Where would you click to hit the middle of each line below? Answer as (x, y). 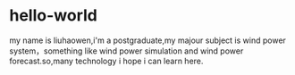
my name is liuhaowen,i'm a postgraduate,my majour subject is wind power (147, 40)
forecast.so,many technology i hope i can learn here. (106, 61)
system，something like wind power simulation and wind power (126, 51)
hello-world (54, 16)
